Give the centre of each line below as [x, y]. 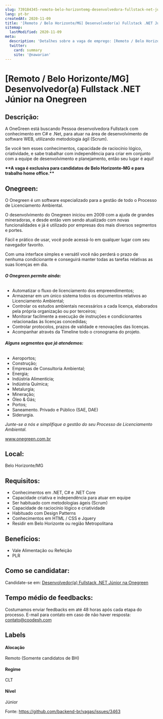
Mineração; [24, 394]
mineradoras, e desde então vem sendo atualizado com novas [67, 220]
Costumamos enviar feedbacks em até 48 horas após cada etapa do [73, 609]
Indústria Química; [30, 384]
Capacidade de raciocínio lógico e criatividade [58, 508]
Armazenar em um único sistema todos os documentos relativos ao [79, 296]
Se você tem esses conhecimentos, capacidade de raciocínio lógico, [74, 148]
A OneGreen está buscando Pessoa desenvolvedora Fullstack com [72, 129]
